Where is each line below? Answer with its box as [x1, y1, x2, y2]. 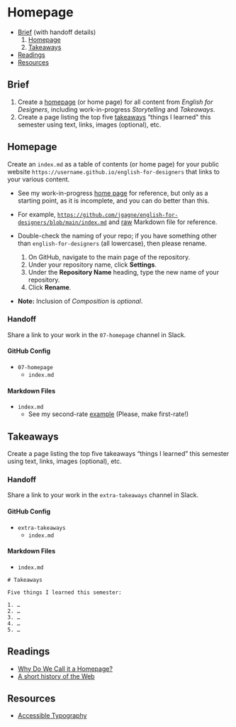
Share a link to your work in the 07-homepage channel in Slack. [7, 330, 186, 339]
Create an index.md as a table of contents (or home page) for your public [7, 159, 220, 168]
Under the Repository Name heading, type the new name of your [28, 267, 220, 276]
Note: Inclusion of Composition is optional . [17, 297, 143, 305]
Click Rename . [28, 282, 72, 292]
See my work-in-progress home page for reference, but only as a [17, 189, 208, 197]
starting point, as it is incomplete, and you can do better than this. [17, 196, 210, 205]
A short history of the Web [17, 672, 95, 680]
